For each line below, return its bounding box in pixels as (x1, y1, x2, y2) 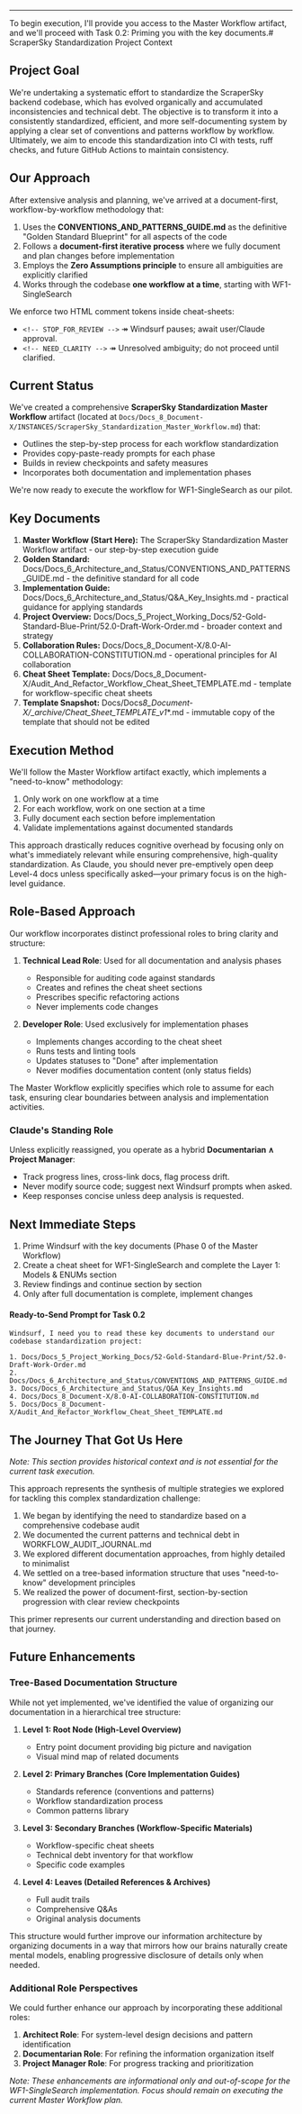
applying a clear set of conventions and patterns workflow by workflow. (9, 125, 275, 136)
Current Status (9, 378, 94, 394)
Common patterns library (35, 1805, 129, 1816)
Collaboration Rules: (22, 640, 101, 651)
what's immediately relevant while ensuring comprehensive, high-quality (9, 849, 279, 860)
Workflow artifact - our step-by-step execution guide (22, 544, 219, 555)
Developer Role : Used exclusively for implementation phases (22, 1019, 249, 1030)
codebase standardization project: (9, 1337, 143, 1347)
